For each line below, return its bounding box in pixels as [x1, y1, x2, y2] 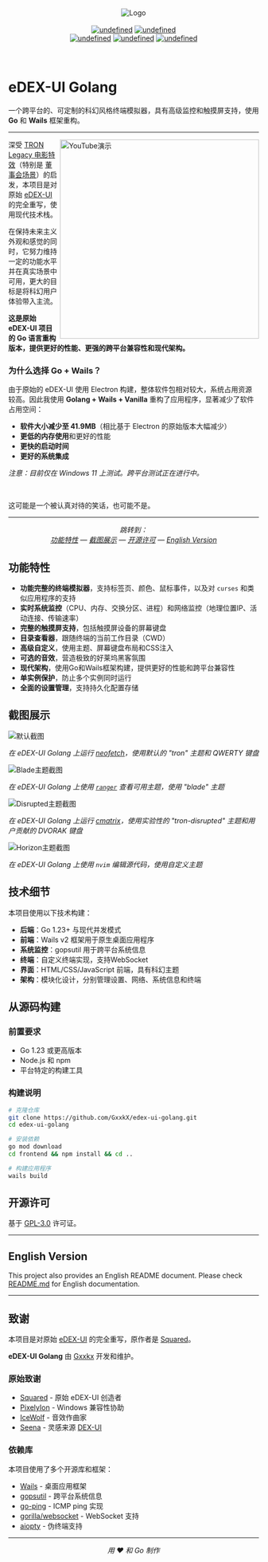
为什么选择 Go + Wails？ [8, 365, 102, 376]
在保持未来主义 [8, 226, 57, 236]
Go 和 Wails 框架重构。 [8, 116, 85, 125]
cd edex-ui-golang [8, 1120, 69, 1129]
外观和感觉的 [8, 236, 50, 246]
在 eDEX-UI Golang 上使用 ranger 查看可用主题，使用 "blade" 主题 [8, 782, 225, 791]
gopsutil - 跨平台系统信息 [19, 1491, 103, 1501]
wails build [8, 1171, 48, 1179]
